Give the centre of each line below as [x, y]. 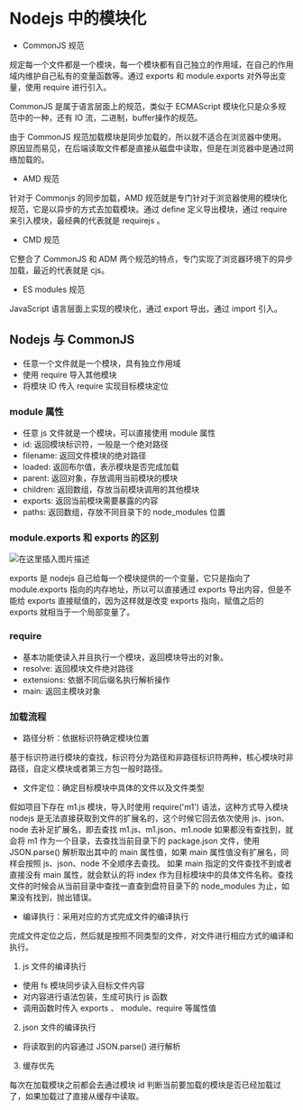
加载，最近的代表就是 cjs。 [60, 270]
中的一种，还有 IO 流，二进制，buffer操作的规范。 [110, 118]
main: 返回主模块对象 [61, 691]
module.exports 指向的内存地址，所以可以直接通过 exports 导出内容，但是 [147, 589]
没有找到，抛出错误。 [56, 897]
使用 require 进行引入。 [68, 87]
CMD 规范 [41, 240]
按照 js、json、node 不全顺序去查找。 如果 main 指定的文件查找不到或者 [159, 863]
